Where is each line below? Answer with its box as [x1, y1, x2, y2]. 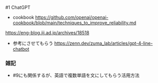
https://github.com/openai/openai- [35, 14, 109, 20]
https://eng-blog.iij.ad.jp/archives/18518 [5, 30, 90, 35]
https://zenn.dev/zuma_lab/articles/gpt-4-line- [54, 40, 153, 46]
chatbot [12, 46, 30, 52]
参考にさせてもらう [12, 40, 53, 46]
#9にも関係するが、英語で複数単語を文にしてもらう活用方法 [12, 72, 140, 78]
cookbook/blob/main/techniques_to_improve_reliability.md [12, 20, 136, 26]
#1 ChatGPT [5, 5, 31, 10]
